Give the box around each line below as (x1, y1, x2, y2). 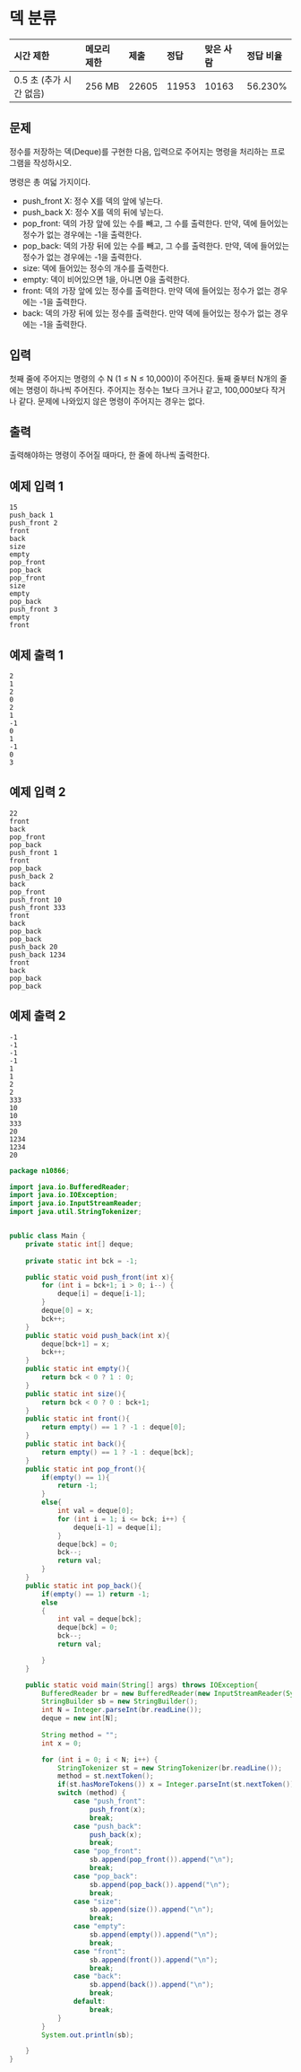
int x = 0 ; (41, 1738, 82, 1748)
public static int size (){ (25, 1389, 126, 1398)
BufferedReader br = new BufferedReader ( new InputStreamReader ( (41, 1689, 287, 1698)
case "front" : (73, 1946, 126, 1956)
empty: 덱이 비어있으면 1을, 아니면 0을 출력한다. (21, 274, 190, 284)
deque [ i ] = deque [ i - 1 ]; (56, 1290, 146, 1298)
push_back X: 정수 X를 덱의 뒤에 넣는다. (21, 206, 164, 217)
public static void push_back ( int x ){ (25, 1331, 170, 1340)
